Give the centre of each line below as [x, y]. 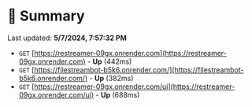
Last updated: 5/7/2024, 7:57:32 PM [67, 38]
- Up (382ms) [111, 78]
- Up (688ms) [118, 94]
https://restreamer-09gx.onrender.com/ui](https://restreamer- [135, 87]
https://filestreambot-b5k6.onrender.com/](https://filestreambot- [139, 69]
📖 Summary [46, 16]
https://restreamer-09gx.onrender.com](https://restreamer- [131, 53]
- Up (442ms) [109, 61]
